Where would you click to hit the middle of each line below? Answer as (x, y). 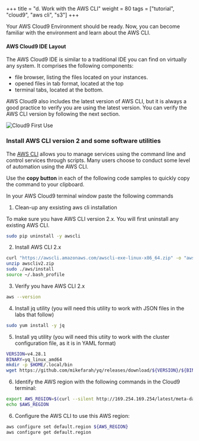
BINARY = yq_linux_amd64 (34, 359)
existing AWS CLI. (28, 225)
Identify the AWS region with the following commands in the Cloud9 (97, 382)
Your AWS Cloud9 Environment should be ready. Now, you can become (93, 26)
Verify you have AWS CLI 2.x (50, 286)
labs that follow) (34, 315)
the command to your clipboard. (45, 184)
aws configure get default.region (49, 432)
